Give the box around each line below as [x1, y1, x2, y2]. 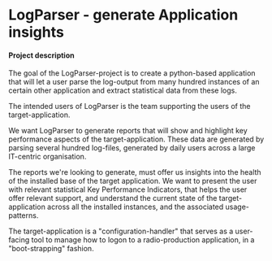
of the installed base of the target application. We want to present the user [8, 176, 257, 186]
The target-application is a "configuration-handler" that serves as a [8, 226, 234, 237]
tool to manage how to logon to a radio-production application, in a [31, 235, 255, 245]
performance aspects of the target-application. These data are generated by [8, 134, 265, 144]
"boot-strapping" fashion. [8, 244, 95, 254]
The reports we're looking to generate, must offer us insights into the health [8, 167, 261, 177]
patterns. [8, 211, 39, 220]
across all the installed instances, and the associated [47, 202, 224, 212]
